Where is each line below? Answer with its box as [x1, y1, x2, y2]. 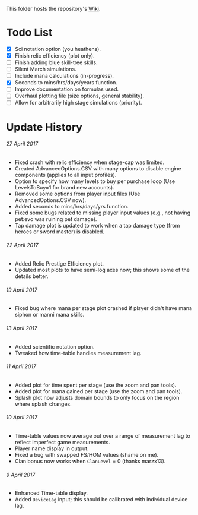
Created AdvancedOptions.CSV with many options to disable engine [14, 165, 182, 172]
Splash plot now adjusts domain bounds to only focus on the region [14, 394, 180, 401]
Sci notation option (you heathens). [14, 45, 101, 52]
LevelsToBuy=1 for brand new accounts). [14, 184, 114, 191]
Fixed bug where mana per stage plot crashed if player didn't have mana [14, 305, 193, 312]
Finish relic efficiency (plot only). [14, 52, 95, 59]
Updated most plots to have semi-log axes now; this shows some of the [14, 267, 190, 274]
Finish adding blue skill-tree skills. [14, 59, 98, 66]
